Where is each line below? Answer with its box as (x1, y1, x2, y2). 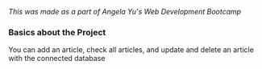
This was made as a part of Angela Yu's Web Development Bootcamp (8, 7, 242, 16)
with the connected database (8, 54, 106, 63)
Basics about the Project (8, 26, 106, 38)
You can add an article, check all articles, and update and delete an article (8, 45, 254, 55)
